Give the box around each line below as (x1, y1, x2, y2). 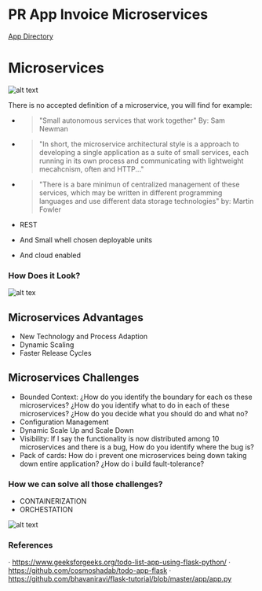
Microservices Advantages (8, 311, 144, 324)
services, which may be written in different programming (38, 187, 223, 198)
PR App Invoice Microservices (8, 6, 209, 24)
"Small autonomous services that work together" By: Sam (38, 116, 226, 125)
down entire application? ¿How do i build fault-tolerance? (19, 459, 205, 468)
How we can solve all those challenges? (8, 478, 163, 489)
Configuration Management (19, 417, 109, 427)
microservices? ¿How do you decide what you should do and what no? (19, 408, 249, 418)
